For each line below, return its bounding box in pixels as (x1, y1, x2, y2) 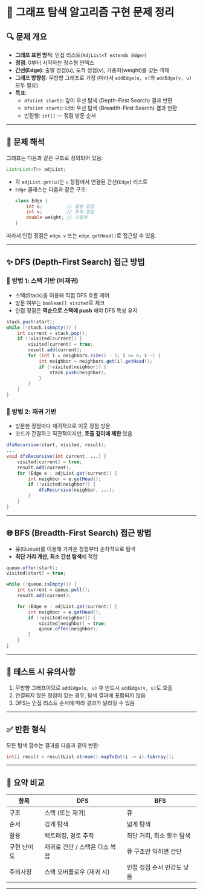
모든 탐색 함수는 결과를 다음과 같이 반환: (6, 741, 100, 748)
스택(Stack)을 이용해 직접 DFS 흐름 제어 (14, 291, 110, 299)
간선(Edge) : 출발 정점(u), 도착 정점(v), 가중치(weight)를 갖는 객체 (14, 67, 170, 73)
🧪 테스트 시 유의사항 (6, 667, 76, 677)
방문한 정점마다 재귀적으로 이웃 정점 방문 (14, 422, 111, 430)
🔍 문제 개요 (6, 31, 47, 42)
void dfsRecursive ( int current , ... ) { (6, 454, 107, 460)
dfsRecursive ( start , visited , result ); (6, 442, 107, 448)
